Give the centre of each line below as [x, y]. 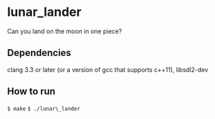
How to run [31, 92]
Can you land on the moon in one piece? [65, 31]
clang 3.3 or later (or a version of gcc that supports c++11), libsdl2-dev [108, 69]
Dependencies [39, 53]
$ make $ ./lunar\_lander [44, 109]
